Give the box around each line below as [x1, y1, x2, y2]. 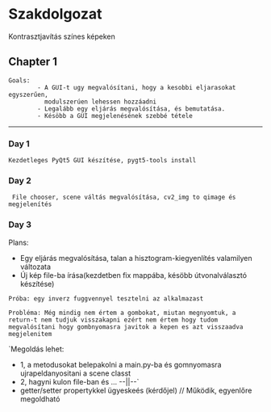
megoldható [19, 393, 60, 404]
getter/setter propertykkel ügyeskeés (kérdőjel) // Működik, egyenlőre [19, 385, 252, 395]
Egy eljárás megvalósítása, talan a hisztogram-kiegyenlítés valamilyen [19, 253, 252, 263]
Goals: [8, 76, 31, 85]
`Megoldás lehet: [8, 344, 65, 354]
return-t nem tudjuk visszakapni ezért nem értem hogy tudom [8, 316, 219, 324]
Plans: [8, 238, 29, 247]
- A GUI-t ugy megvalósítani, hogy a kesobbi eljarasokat [37, 83, 236, 91]
